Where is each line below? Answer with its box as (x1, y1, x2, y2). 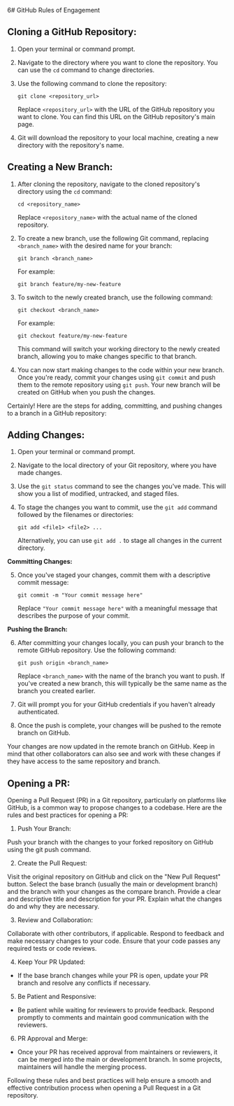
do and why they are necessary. (7, 902, 100, 911)
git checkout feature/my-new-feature (17, 332, 128, 339)
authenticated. (17, 708, 59, 716)
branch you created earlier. (17, 687, 96, 695)
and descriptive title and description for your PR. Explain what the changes (7, 895, 222, 903)
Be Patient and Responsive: (17, 993, 96, 1001)
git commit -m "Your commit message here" (17, 592, 143, 599)
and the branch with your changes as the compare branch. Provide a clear (7, 888, 221, 896)
